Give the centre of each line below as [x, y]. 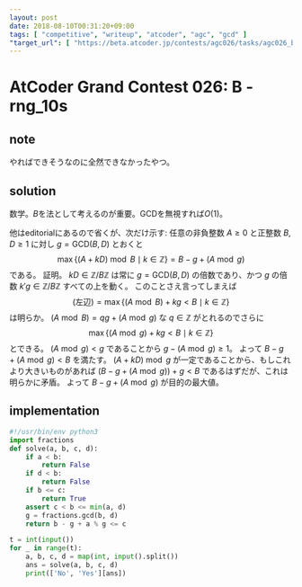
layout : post [34, 18]
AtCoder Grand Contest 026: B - [132, 87]
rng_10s [39, 107]
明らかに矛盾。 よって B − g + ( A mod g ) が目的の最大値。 [116, 382]
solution [33, 191]
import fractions [42, 440]
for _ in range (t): [46, 548]
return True [64, 498]
